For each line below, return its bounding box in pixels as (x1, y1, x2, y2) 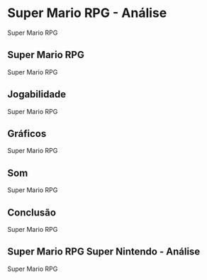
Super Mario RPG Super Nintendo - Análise (7, 246, 201, 258)
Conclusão (7, 206, 57, 218)
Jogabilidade (7, 89, 67, 101)
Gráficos (7, 128, 47, 140)
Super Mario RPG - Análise (7, 5, 167, 21)
